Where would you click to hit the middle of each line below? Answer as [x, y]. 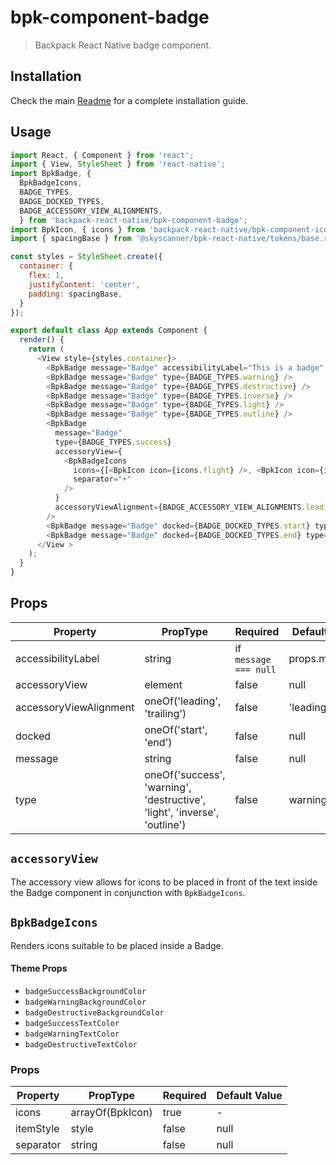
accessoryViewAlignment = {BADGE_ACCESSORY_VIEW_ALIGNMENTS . [180, 507]
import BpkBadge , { [51, 174]
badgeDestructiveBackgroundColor [94, 1012]
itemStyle [37, 1128]
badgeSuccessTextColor [72, 1023]
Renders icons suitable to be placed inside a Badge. [117, 945]
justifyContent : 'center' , [84, 284]
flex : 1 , [46, 276]
